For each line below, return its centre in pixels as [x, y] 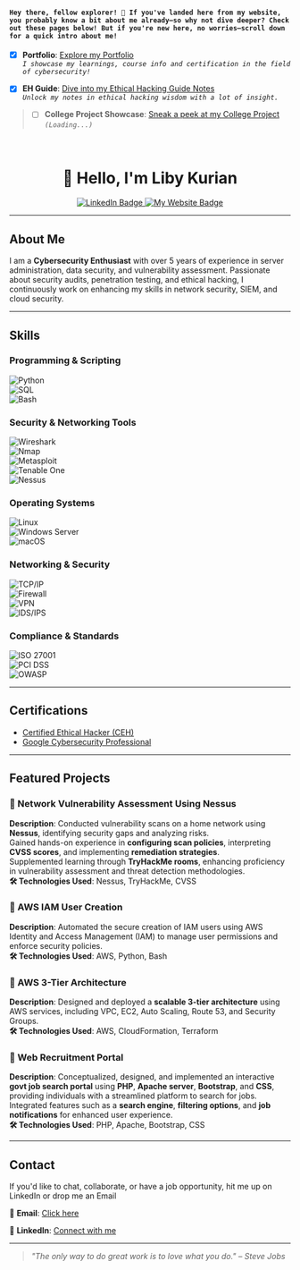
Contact [32, 1165]
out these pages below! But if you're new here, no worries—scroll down [147, 28]
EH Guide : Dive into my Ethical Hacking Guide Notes [118, 89]
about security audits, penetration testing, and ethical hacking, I [126, 280]
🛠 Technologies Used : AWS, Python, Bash [88, 956]
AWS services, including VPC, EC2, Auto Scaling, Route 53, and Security [142, 1012]
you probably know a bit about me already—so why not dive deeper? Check [150, 20]
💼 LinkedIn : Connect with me [63, 1231]
